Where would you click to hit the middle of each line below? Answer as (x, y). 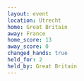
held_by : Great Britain (42, 66)
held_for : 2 (25, 60)
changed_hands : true (38, 54)
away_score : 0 (28, 46)
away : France (26, 33)
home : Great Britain (38, 27)
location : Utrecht (34, 20)
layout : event (28, 14)
